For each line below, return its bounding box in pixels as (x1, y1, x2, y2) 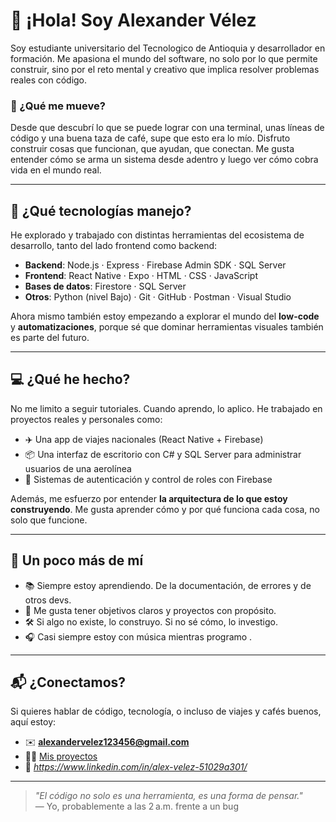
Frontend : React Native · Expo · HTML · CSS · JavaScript (24, 270, 258, 282)
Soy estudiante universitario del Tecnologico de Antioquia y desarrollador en (10, 42, 326, 54)
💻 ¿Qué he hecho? (10, 371, 131, 388)
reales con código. (10, 74, 88, 86)
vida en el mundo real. (10, 164, 102, 176)
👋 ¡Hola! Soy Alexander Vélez (10, 9, 257, 32)
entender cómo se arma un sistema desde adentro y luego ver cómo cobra (10, 154, 319, 166)
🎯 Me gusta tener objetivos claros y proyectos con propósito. (24, 604, 277, 616)
